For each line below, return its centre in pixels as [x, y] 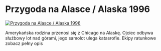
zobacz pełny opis [24, 43]
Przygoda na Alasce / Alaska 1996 [78, 9]
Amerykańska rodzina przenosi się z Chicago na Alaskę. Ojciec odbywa [79, 32]
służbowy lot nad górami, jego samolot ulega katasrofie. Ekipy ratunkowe [81, 38]
